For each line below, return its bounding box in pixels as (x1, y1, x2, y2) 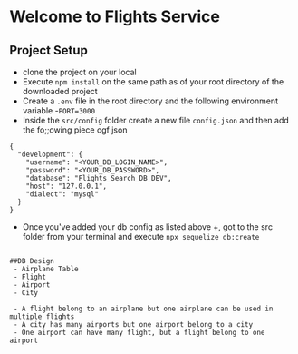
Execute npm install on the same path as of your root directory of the (22, 76, 284, 87)
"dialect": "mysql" (25, 190, 100, 199)
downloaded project (22, 86, 98, 96)
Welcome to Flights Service (9, 6, 220, 27)
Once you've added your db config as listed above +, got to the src (22, 221, 274, 232)
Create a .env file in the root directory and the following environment (22, 95, 279, 106)
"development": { (17, 150, 83, 159)
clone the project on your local (22, 66, 138, 77)
